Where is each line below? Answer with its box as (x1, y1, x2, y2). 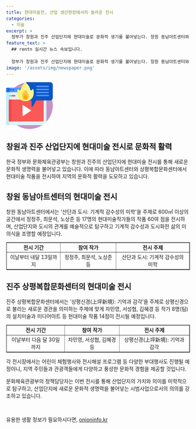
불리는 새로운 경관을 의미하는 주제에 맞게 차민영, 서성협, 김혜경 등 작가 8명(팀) (12, 306, 188, 313)
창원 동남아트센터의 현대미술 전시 (6, 192, 118, 202)
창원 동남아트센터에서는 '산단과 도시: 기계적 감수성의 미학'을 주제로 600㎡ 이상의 (6, 208, 189, 216)
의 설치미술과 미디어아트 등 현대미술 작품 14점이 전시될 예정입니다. (6, 313, 156, 320)
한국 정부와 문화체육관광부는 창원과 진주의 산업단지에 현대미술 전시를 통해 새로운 (6, 158, 188, 165)
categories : (6, 15, 35, 22)
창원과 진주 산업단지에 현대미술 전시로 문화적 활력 (6, 141, 172, 151)
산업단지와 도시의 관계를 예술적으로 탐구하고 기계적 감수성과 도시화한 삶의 (13, 223, 181, 230)
